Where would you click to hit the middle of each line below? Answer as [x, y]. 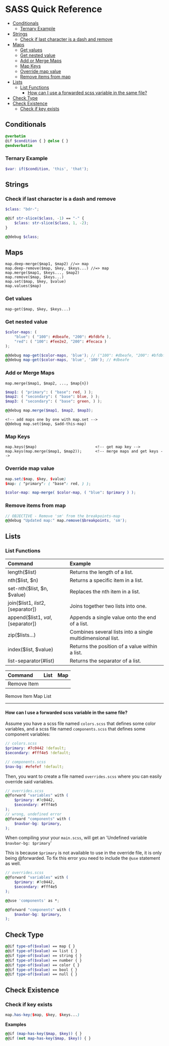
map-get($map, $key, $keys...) [38, 309]
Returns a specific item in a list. [106, 581]
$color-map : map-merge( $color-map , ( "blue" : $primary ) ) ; [71, 493]
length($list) [22, 572]
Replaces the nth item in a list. [105, 592]
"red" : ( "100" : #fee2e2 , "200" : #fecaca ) [61, 341]
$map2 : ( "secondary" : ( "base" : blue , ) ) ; [53, 397]
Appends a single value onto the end [113, 617]
